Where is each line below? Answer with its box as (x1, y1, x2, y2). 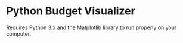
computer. (6, 30, 32, 37)
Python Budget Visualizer (6, 4, 135, 18)
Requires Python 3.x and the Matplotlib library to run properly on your (6, 24, 177, 31)
